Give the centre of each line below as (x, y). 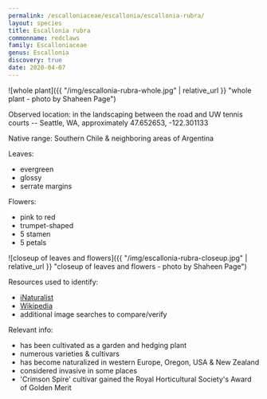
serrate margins (46, 186)
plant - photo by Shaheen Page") (63, 99)
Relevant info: (31, 330)
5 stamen (35, 234)
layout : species (35, 23)
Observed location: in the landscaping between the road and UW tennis (126, 114)
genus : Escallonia (39, 53)
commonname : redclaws (44, 38)
